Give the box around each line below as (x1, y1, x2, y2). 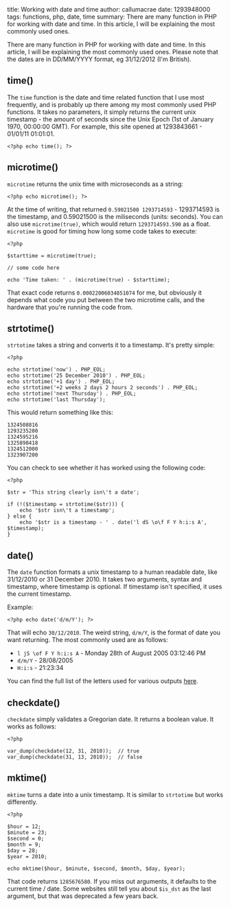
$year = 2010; (7, 853, 48, 860)
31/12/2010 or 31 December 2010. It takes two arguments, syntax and (7, 575, 203, 584)
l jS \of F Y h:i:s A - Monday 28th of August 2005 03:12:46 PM (16, 649, 206, 657)
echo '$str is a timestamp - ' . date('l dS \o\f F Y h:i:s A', (19, 519, 207, 526)
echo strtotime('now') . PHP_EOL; (7, 366, 106, 374)
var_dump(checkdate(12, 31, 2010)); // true (7, 748, 139, 755)
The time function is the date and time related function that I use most (7, 93, 205, 101)
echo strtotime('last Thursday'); (7, 396, 106, 403)
